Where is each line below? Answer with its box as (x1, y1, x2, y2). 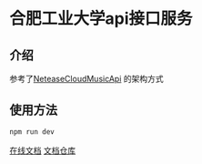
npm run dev (9, 127, 55, 137)
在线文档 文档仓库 (9, 145, 76, 156)
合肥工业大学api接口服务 (9, 8, 193, 29)
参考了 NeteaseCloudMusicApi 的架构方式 (9, 74, 164, 84)
